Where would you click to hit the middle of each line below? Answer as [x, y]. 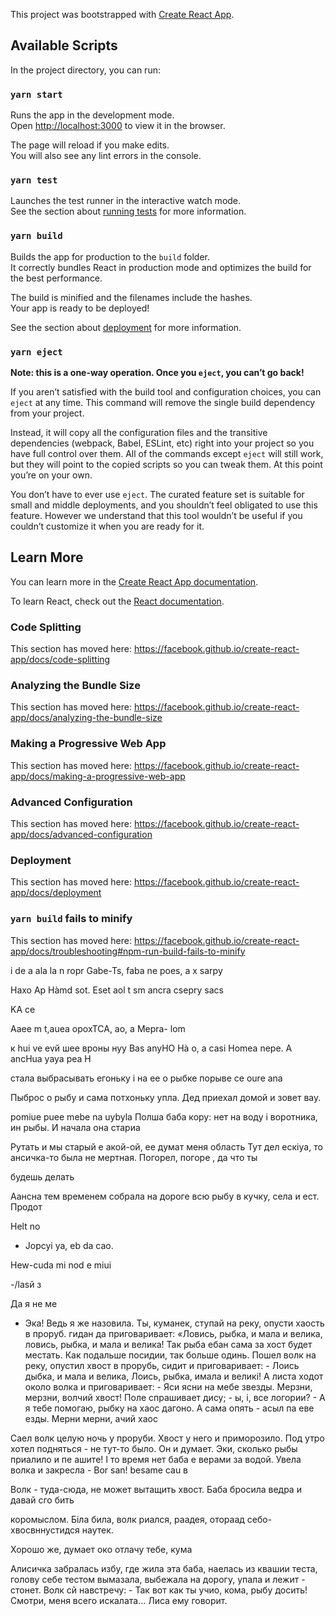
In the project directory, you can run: [85, 70]
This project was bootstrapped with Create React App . [122, 14]
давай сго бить [42, 1500]
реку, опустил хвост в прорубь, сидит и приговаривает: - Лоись [162, 1365]
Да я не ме [34, 1303]
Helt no [25, 1226]
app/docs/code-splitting [60, 660]
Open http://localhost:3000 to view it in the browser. [118, 126]
